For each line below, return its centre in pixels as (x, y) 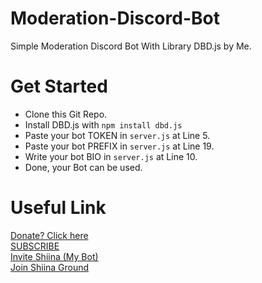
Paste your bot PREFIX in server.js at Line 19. (119, 146)
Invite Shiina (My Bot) (54, 256)
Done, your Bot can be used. (83, 167)
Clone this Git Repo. (66, 114)
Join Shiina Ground (50, 267)
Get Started (59, 86)
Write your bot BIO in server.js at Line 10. (111, 156)
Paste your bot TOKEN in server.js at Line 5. (117, 135)
